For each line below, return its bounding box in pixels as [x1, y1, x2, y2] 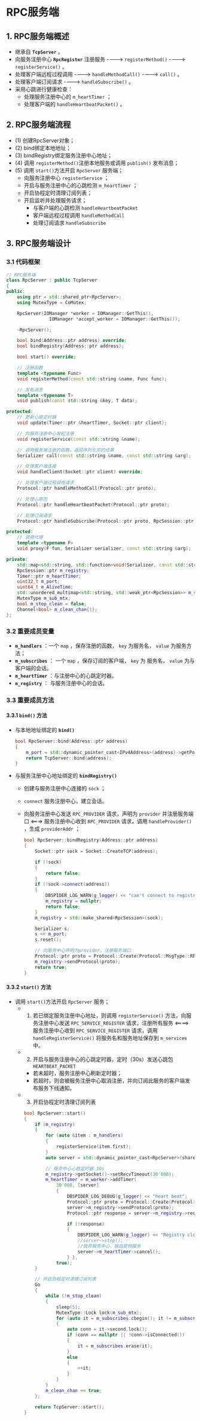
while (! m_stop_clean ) [45, 1293, 102, 1299]
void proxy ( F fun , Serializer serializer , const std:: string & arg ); [17, 546, 191, 552]
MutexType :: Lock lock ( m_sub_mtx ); [56, 1310, 142, 1316]
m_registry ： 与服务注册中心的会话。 [14, 679, 108, 686]
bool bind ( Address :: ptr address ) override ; [17, 338, 127, 344]
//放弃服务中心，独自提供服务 [77, 1243, 141, 1249]
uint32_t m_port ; [17, 578, 60, 584]
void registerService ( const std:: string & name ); [17, 436, 141, 442]
